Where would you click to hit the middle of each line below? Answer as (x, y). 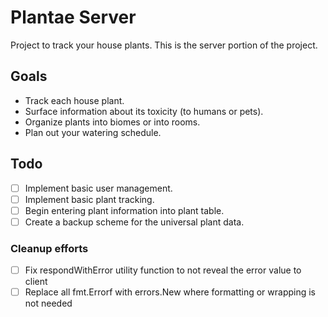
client (36, 282)
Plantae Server (73, 17)
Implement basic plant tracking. (89, 199)
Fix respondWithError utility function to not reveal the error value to (163, 270)
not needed (48, 303)
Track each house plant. (74, 100)
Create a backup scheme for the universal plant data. (134, 222)
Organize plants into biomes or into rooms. (112, 122)
